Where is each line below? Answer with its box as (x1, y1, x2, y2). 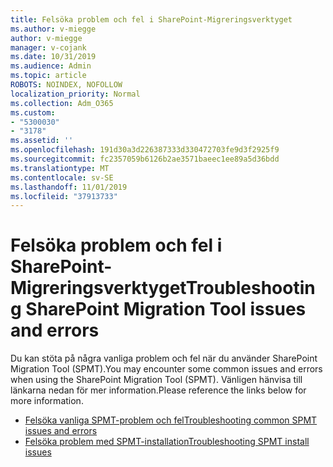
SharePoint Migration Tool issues (25, 298, 307, 321)
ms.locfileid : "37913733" (10, 191, 118, 201)
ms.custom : (10, 107, 56, 118)
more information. (10, 395, 84, 407)
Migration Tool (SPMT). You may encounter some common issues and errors (10, 363, 323, 375)
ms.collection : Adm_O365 (10, 98, 114, 108)
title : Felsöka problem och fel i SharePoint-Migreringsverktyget (10, 14, 293, 25)
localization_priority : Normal (10, 89, 141, 99)
